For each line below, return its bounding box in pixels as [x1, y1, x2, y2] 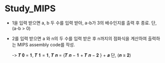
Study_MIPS [4, 3, 56, 14]
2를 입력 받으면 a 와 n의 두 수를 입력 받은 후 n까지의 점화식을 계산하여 [11, 35, 147, 41]
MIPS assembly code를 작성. [17, 41, 75, 47]
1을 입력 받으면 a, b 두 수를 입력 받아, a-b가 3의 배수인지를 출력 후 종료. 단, [11, 20, 157, 26]
